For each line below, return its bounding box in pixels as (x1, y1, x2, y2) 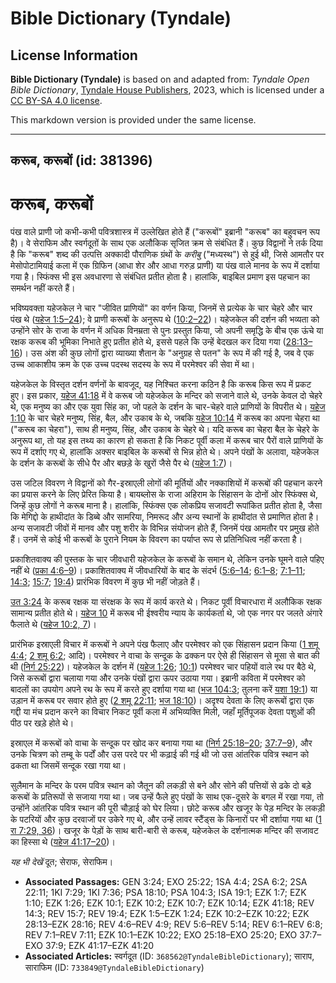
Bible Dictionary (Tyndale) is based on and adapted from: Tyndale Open (10, 73, 310, 85)
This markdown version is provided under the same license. (10, 114, 257, 126)
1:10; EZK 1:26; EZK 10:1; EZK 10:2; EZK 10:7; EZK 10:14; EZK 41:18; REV (24, 897, 315, 909)
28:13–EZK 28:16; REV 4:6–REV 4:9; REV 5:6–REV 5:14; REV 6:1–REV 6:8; (24, 918, 323, 931)
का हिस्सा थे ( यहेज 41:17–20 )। (10, 836, 116, 848)
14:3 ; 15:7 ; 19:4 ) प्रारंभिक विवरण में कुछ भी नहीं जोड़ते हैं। (10, 576, 202, 588)
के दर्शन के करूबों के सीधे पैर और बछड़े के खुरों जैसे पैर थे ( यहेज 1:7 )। (10, 457, 233, 469)
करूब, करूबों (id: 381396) (10, 152, 153, 169)
